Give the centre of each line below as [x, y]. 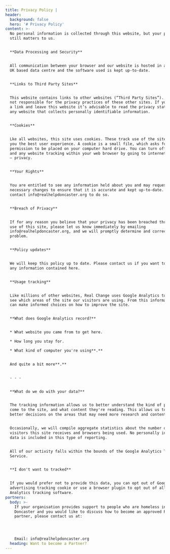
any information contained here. [45, 268]
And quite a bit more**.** [38, 364]
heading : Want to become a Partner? [48, 544]
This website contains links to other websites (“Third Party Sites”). [87, 98]
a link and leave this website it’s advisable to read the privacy [82, 107]
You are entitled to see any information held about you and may [80, 185]
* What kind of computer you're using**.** [56, 351]
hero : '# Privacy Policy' [37, 24]
